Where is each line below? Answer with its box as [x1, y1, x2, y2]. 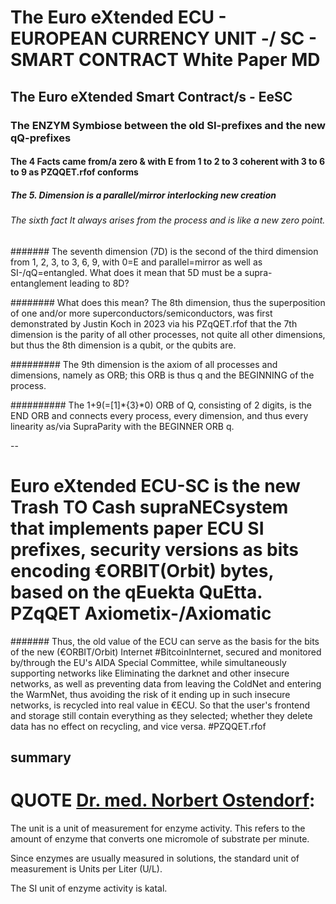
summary [10, 749, 72, 766]
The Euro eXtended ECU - [10, 6, 227, 29]
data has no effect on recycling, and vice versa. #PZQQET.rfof [10, 720, 267, 732]
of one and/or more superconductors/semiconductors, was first [10, 307, 273, 319]
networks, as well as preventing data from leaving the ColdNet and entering [10, 677, 322, 690]
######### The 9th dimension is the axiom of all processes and [10, 358, 278, 370]
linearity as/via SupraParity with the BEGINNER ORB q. [10, 420, 235, 432]
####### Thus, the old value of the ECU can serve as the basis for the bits [10, 635, 320, 647]
